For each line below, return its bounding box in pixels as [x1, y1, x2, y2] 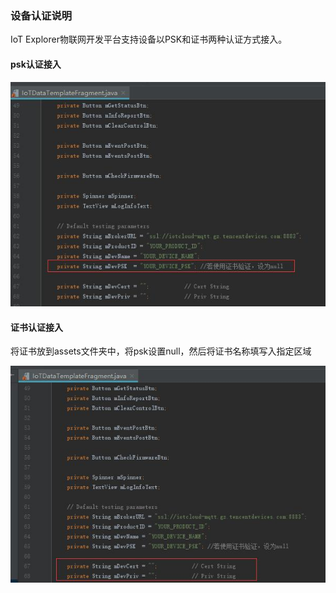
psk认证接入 [10, 58, 62, 70]
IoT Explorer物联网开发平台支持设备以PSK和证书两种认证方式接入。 [10, 33, 288, 46]
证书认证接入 [10, 321, 63, 333]
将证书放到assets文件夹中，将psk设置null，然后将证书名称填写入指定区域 [10, 345, 312, 357]
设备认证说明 [10, 8, 73, 22]
